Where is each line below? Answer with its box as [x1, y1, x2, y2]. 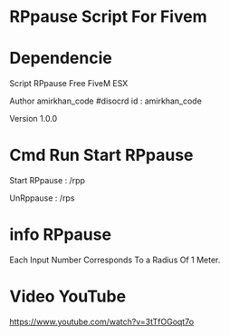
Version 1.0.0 [9, 114, 58, 124]
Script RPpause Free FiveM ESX [9, 78, 129, 89]
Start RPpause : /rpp [9, 175, 86, 186]
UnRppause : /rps [9, 193, 75, 203]
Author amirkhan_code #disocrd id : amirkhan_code [9, 95, 202, 106]
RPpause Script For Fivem [9, 6, 207, 27]
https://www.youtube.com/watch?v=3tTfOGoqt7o [9, 316, 195, 327]
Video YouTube [9, 286, 127, 307]
